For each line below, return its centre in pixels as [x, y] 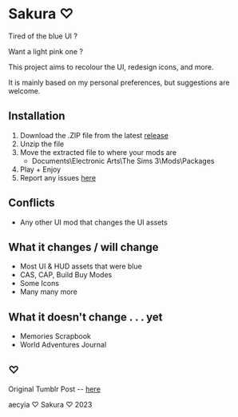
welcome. [24, 91]
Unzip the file [42, 144]
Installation [37, 116]
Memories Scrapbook [56, 336]
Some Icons [40, 284]
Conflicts [32, 203]
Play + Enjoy [40, 169]
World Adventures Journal [63, 345]
